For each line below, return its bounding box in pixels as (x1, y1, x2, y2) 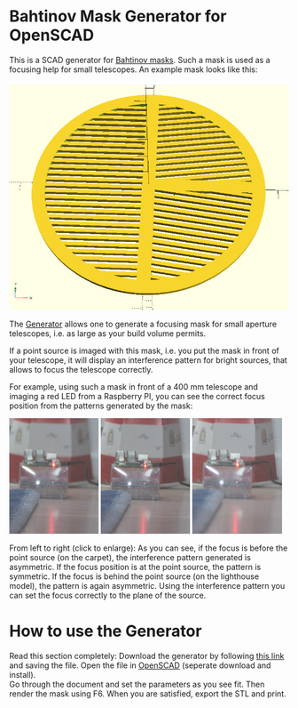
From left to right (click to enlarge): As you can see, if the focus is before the (9, 543, 288, 553)
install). (9, 669, 36, 680)
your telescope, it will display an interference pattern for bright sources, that (9, 355, 288, 366)
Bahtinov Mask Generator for (9, 6, 227, 27)
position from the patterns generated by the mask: (9, 400, 193, 411)
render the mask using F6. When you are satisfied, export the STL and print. (9, 688, 286, 699)
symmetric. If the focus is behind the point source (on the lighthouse (9, 571, 260, 582)
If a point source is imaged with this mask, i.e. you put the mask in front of (9, 345, 279, 357)
